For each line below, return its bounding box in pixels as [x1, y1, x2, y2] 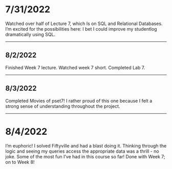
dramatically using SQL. [5, 31, 55, 37]
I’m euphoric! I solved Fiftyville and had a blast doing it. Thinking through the [5, 142, 167, 149]
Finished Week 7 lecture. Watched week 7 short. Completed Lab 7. [5, 64, 145, 70]
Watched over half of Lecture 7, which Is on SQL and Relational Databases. [5, 20, 163, 27]
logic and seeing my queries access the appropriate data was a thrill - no [5, 148, 160, 154]
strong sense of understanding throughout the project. [5, 103, 120, 109]
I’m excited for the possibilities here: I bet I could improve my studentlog [5, 26, 157, 32]
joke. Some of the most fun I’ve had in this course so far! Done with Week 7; [5, 153, 165, 159]
